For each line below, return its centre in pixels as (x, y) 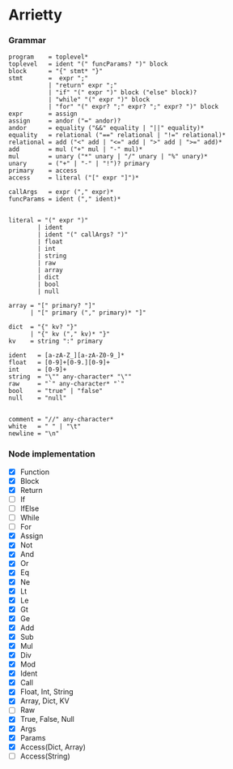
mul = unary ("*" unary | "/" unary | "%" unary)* (108, 157)
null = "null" (38, 398)
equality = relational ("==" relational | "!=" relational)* (117, 136)
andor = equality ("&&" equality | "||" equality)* (106, 128)
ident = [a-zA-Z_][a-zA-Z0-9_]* (67, 356)
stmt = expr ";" (49, 79)
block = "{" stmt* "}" (56, 71)
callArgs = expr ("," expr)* (61, 192)
